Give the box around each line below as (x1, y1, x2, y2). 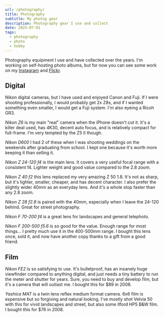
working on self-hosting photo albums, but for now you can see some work (5, 62, 157, 68)
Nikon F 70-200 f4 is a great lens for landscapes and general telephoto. (5, 214, 149, 220)
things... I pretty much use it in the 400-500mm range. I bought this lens (5, 228, 151, 234)
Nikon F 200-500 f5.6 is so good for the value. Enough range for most (5, 223, 146, 229)
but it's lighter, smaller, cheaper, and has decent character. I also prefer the (5, 179, 157, 185)
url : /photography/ (5, 7, 45, 12)
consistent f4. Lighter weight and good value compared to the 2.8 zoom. (5, 164, 151, 170)
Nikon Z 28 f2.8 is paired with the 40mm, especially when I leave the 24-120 (5, 199, 159, 205)
